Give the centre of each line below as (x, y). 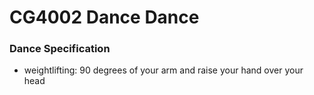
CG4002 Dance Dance (104, 17)
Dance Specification (60, 49)
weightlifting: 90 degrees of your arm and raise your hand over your (163, 70)
